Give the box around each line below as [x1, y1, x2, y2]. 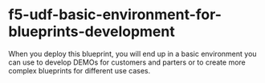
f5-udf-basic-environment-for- [8, 6, 222, 24]
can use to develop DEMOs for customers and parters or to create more [8, 57, 247, 67]
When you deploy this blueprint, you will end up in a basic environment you [8, 49, 257, 58]
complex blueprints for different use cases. [8, 65, 151, 75]
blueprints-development [8, 22, 175, 41]
